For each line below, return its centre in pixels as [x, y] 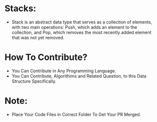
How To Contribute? [46, 57]
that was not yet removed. [38, 38]
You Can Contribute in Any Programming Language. [64, 71]
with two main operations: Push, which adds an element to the [74, 27]
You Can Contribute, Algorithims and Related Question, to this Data [79, 76]
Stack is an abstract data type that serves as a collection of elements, [82, 22]
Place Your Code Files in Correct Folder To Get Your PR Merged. [76, 114]
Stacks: [20, 9]
